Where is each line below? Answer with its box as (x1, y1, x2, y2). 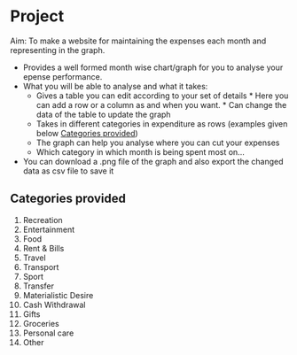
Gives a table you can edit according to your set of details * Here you (35, 90, 289, 101)
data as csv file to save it (22, 166, 114, 176)
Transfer (22, 281, 55, 291)
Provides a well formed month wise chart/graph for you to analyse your (22, 62, 284, 73)
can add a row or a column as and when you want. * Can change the (35, 99, 287, 110)
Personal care (22, 328, 74, 338)
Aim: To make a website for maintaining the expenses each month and (10, 35, 267, 46)
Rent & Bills (22, 243, 65, 253)
